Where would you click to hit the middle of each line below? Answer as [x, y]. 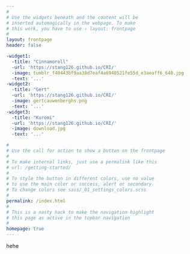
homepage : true [25, 229]
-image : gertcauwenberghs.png [49, 101]
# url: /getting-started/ [38, 168]
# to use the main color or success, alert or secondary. [80, 184]
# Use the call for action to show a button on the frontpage [86, 151]
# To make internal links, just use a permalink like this [82, 162]
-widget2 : [19, 84]
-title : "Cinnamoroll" [40, 62]
